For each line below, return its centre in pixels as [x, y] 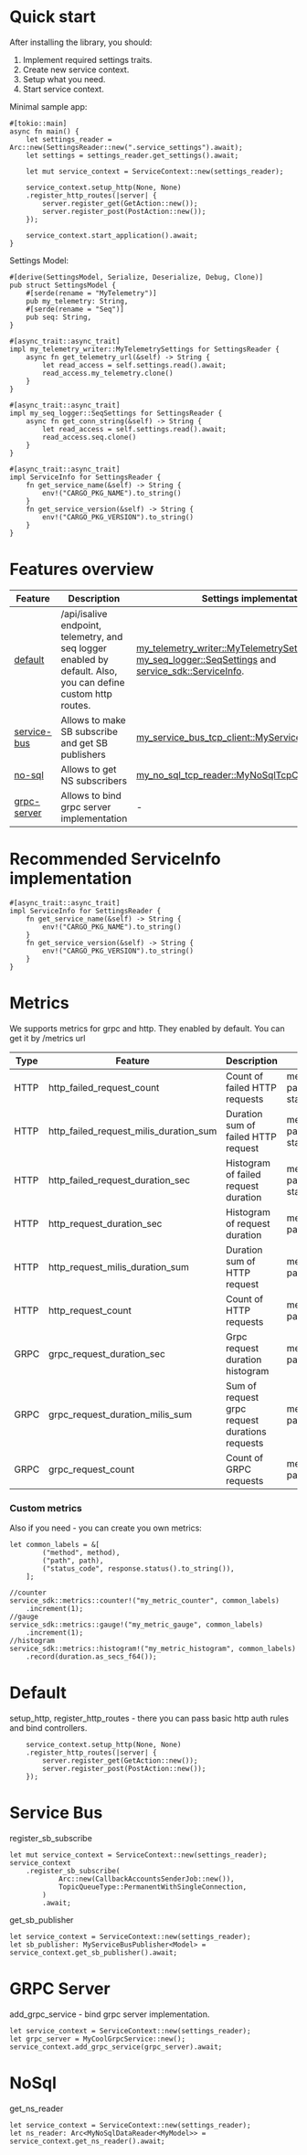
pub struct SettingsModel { [63, 285]
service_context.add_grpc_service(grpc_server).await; [116, 2047]
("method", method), [81, 1553]
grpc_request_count [92, 1469]
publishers [84, 754]
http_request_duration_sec [106, 1223]
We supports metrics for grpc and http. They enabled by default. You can [147, 1028]
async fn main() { [44, 131]
